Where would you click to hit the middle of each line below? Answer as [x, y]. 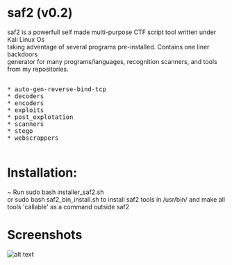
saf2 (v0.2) [40, 13]
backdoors [23, 54]
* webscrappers [33, 138]
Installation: [42, 173]
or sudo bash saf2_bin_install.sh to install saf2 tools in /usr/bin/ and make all [116, 199]
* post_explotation [40, 117]
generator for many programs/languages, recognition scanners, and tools [112, 61]
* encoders [26, 103]
